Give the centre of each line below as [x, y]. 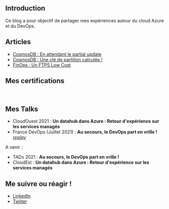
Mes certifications [35, 81]
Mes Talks [22, 109]
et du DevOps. [20, 26]
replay [19, 137]
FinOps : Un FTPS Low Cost [42, 65]
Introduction [25, 8]
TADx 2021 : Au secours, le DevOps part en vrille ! [66, 157]
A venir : [14, 147]
